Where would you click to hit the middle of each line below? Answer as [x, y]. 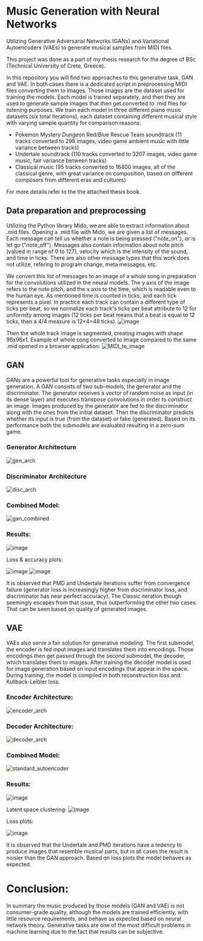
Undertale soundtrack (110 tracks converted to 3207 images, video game [106, 154]
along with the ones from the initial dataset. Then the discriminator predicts [100, 412]
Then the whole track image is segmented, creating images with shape [95, 333]
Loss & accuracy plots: [35, 559]
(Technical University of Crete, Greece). [56, 66]
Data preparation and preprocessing [76, 211]
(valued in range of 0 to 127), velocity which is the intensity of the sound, [97, 251]
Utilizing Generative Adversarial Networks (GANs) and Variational [88, 41]
